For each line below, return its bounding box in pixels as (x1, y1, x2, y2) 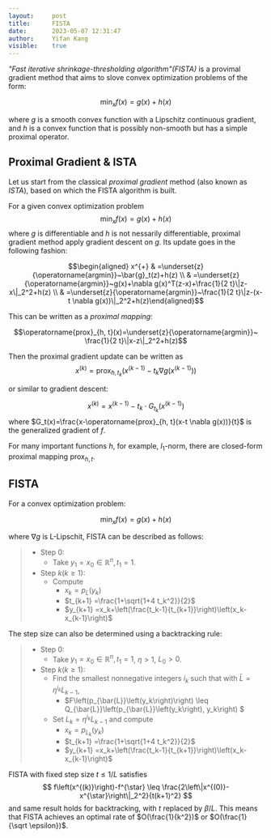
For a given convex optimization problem (8, 201, 144, 211)
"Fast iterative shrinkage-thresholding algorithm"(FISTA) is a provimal (8, 64, 241, 74)
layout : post (8, 11, 67, 20)
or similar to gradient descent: (8, 384, 109, 393)
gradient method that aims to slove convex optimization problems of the (8, 73, 248, 83)
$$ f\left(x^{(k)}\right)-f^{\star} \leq (42, 782, 160, 792)
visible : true (8, 42, 67, 50)
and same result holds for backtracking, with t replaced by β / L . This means (8, 803, 258, 813)
